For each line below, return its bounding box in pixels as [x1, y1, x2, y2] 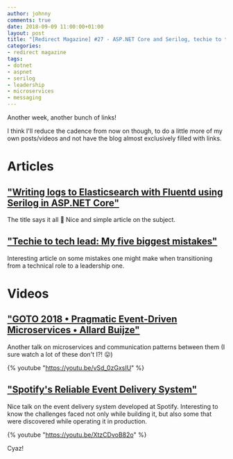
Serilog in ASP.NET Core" [7, 197, 120, 209]
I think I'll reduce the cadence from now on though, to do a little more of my [7, 127, 223, 135]
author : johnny [7, 10, 51, 17]
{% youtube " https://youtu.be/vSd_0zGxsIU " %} [7, 363, 145, 372]
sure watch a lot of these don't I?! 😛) [7, 350, 113, 358]
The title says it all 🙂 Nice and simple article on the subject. [7, 216, 175, 223]
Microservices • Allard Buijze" [7, 324, 140, 336]
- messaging [7, 95, 42, 102]
